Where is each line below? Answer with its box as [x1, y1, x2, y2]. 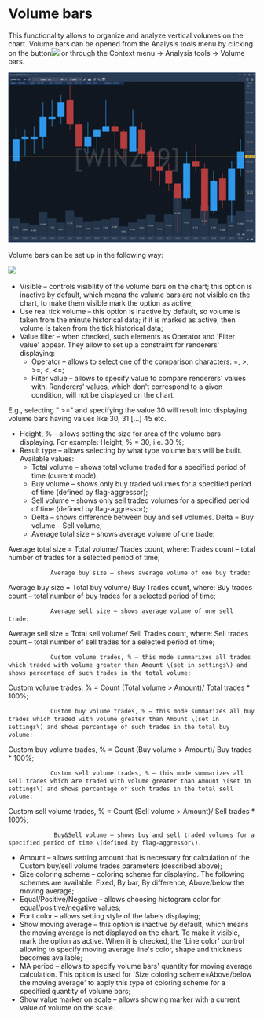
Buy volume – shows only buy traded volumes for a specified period [31, 479, 251, 489]
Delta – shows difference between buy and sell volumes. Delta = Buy [31, 512, 254, 522]
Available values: [19, 454, 75, 464]
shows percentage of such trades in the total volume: [8, 669, 192, 677]
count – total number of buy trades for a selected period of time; [8, 591, 216, 601]
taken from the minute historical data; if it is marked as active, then [19, 315, 236, 324]
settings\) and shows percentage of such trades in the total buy [8, 724, 230, 731]
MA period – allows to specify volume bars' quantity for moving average [19, 962, 253, 971]
